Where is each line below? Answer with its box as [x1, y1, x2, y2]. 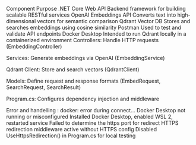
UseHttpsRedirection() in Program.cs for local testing [6, 132, 136, 139]
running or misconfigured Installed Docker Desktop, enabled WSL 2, [6, 113, 173, 120]
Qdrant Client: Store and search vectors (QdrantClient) [6, 66, 140, 73]
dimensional [6, 18, 36, 24]
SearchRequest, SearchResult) [6, 84, 81, 91]
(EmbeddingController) [6, 43, 62, 50]
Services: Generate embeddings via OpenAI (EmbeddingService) [6, 55, 165, 61]
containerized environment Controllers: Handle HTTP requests [6, 37, 159, 43]
